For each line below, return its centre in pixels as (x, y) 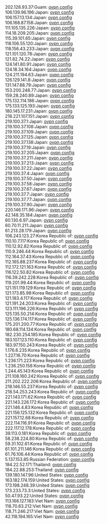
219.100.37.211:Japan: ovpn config (39, 158)
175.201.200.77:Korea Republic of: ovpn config (52, 324)
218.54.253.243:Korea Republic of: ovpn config (52, 392)
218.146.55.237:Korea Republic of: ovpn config (52, 387)
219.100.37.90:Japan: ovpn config (38, 205)
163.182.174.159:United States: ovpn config (47, 480)
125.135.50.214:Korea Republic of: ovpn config (51, 314)
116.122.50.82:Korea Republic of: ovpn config (50, 272)
